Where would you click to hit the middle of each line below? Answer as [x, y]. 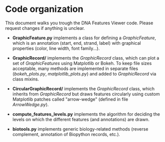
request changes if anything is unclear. [45, 28]
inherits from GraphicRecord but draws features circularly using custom [86, 94]
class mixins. [26, 79]
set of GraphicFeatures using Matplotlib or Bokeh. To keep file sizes [82, 63]
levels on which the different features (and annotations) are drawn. [81, 119]
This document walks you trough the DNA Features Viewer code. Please [79, 23]
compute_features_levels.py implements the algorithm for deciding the [86, 114]
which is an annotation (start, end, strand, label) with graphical [77, 43]
